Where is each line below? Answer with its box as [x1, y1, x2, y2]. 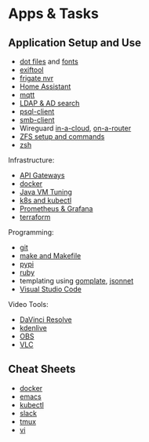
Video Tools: [8, 300, 49, 309]
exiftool [19, 65, 45, 75]
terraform [19, 213, 51, 221]
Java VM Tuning [19, 188, 73, 196]
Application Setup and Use [8, 36, 141, 49]
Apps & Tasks [8, 5, 100, 23]
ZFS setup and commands [19, 132, 105, 141]
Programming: [8, 228, 54, 236]
